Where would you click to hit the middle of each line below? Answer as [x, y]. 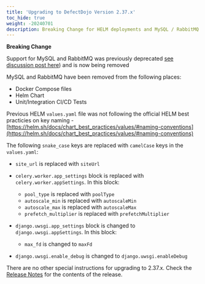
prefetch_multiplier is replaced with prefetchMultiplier [97, 214]
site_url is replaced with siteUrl [57, 164]
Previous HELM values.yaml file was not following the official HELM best [98, 114]
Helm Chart [30, 95]
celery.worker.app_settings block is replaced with [79, 176]
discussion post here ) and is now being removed [68, 65]
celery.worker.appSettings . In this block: [67, 183]
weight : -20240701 [30, 23]
